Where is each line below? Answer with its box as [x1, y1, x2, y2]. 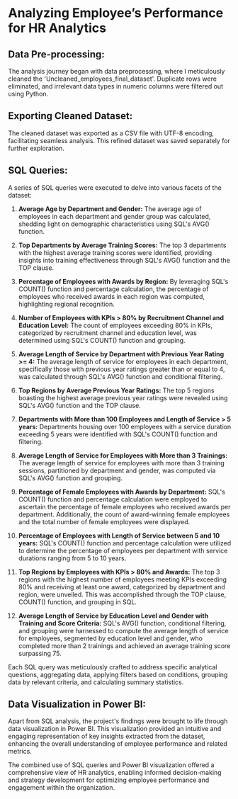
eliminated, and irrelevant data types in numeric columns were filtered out [8, 82, 224, 90]
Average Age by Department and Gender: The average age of [18, 204, 202, 213]
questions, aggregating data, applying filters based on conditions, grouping [8, 670, 228, 679]
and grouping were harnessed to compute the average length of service [18, 626, 229, 635]
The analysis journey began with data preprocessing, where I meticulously [8, 67, 225, 75]
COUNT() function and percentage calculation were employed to [18, 494, 208, 504]
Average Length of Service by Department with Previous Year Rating [18, 349, 225, 358]
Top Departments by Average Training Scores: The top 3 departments [18, 241, 227, 249]
